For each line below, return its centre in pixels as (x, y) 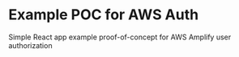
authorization (30, 45)
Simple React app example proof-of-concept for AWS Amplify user (120, 37)
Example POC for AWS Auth (104, 15)
